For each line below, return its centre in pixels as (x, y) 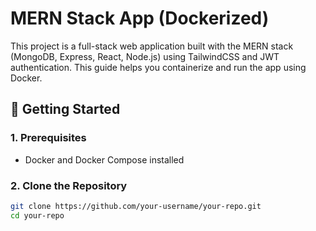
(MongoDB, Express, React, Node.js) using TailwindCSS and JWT (145, 56)
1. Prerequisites (48, 138)
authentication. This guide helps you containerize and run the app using (158, 67)
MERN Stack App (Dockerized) (140, 18)
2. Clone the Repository (69, 185)
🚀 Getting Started (65, 109)
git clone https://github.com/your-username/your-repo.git (136, 206)
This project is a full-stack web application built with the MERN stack (152, 46)
